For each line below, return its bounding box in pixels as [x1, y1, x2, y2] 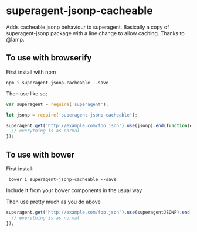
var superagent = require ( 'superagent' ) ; [6, 101, 109, 107]
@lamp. [6, 36, 25, 43]
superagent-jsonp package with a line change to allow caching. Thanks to [6, 29, 185, 36]
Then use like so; [6, 90, 47, 97]
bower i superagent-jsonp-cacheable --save [8, 176, 117, 182]
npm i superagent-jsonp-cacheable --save [6, 80, 109, 86]
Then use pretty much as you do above [6, 198, 101, 205]
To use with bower [6, 149, 75, 159]
